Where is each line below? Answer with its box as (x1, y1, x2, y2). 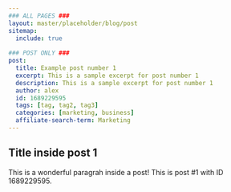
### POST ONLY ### (8, 49, 70, 57)
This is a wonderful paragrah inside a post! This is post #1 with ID (8, 167, 224, 177)
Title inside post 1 (8, 146, 98, 160)
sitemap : (8, 27, 38, 35)
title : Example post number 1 (15, 64, 116, 72)
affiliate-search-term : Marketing (15, 116, 131, 125)
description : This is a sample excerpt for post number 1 (15, 79, 214, 87)
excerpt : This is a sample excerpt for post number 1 (15, 71, 199, 80)
